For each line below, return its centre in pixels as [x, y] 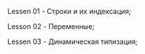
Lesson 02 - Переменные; [51, 26]
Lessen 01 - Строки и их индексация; [69, 11]
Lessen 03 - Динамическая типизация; [73, 41]
